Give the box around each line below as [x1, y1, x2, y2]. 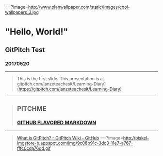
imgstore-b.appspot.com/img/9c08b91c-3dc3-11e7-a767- [16, 140, 133, 146]
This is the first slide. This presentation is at [16, 75, 104, 82]
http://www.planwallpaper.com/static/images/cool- [28, 4, 130, 10]
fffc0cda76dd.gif [16, 145, 51, 151]
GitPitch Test [5, 46, 45, 54]
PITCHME [16, 104, 47, 113]
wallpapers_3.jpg [5, 9, 39, 15]
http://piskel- [123, 135, 149, 140]
